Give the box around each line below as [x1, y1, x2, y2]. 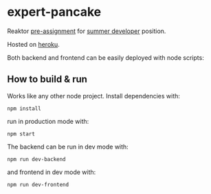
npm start [7, 130, 36, 138]
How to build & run [7, 74, 88, 85]
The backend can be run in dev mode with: [7, 142, 129, 151]
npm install [7, 105, 41, 112]
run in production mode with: [7, 117, 89, 125]
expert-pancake [7, 4, 102, 20]
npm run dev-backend [7, 155, 67, 162]
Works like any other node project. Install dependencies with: [7, 91, 181, 100]
